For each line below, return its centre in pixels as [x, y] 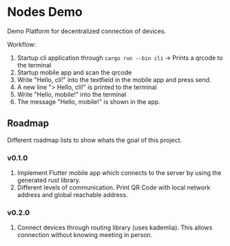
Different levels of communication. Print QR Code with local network [114, 187]
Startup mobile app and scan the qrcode [74, 72]
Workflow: [22, 44]
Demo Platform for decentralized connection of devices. [87, 31]
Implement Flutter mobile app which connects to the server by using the [119, 173]
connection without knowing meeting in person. [85, 235]
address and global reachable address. [73, 195]
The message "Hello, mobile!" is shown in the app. [88, 101]
